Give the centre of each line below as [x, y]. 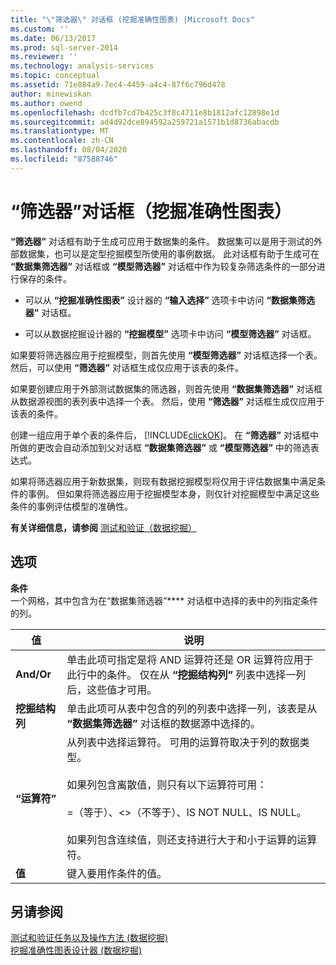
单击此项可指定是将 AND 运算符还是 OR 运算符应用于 [190, 659]
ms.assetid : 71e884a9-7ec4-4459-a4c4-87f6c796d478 [118, 85]
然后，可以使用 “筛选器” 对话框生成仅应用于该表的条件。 [127, 367]
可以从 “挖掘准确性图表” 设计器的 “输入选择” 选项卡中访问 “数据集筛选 [170, 300]
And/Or [33, 674]
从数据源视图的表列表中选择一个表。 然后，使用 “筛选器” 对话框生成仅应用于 [167, 401]
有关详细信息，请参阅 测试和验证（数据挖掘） [103, 527]
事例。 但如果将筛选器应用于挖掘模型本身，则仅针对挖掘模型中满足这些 [173, 493]
